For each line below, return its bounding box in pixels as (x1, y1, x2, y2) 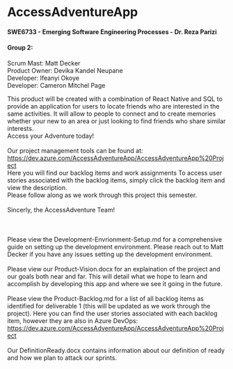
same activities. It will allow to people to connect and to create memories (7, 109, 216, 118)
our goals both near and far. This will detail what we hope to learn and (7, 272, 207, 281)
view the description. (7, 183, 67, 191)
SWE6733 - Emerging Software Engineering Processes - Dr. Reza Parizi (7, 27, 217, 36)
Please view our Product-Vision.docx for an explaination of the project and (7, 265, 220, 273)
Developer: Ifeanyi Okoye (7, 74, 80, 82)
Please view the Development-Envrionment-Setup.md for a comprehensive (7, 235, 223, 244)
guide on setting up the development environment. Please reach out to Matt (7, 242, 224, 251)
